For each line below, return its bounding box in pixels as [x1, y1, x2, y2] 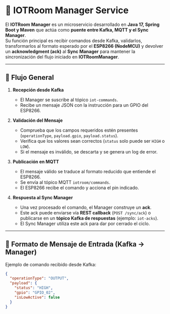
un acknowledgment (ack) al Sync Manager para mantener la [5, 48, 136, 54]
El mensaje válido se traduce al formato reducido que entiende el [20, 168, 156, 174]
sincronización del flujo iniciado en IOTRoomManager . [5, 53, 119, 60]
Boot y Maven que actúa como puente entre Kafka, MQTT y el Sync [5, 26, 149, 33]
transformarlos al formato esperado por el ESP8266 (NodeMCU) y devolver [5, 43, 163, 49]
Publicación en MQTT [12, 159, 59, 165]
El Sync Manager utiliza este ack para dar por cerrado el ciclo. [20, 221, 150, 227]
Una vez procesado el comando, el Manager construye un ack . [20, 204, 152, 210]
